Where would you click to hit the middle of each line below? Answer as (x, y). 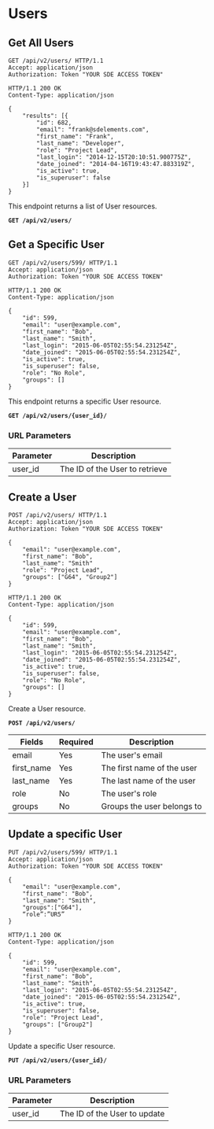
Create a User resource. (47, 708)
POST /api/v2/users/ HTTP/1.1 (58, 515)
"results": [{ (45, 116)
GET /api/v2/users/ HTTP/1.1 (56, 61)
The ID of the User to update (112, 1114)
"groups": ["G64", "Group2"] (70, 577)
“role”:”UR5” (44, 914)
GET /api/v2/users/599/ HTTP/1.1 (63, 263)
